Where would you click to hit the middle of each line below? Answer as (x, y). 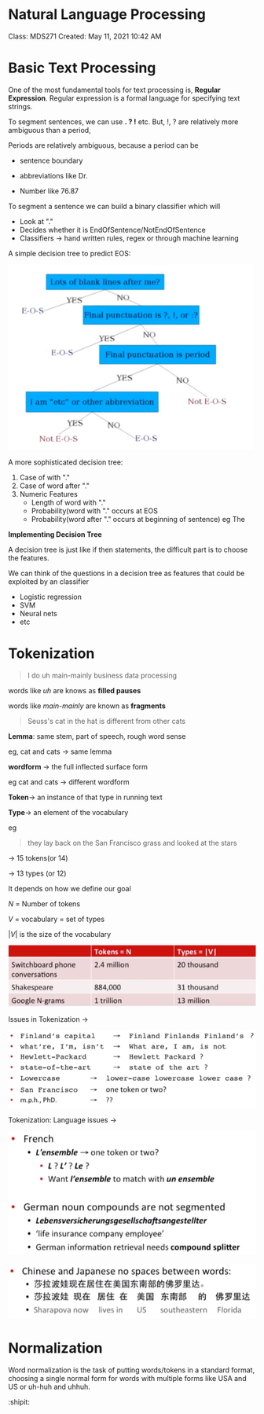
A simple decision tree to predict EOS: (70, 253)
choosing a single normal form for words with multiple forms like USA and (127, 1378)
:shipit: (19, 1401)
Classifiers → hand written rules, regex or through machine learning (129, 238)
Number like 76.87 (49, 191)
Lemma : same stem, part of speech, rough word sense (97, 736)
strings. (20, 106)
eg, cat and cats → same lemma (60, 751)
